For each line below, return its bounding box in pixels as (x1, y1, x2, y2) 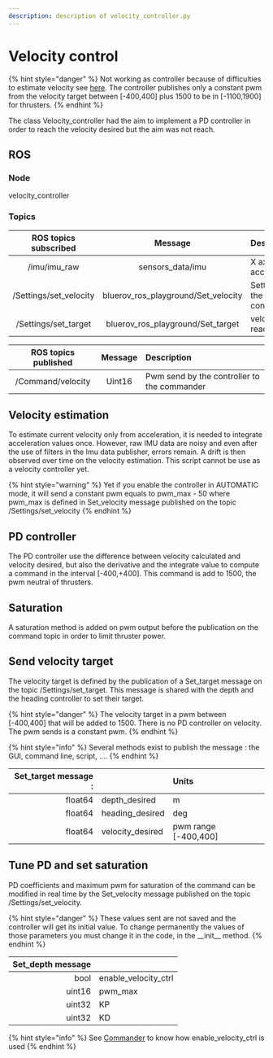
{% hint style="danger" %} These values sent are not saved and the (8, 913, 236, 923)
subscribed (31, 242, 76, 253)
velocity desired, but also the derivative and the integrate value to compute (8, 560, 260, 570)
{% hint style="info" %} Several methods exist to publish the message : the (8, 742, 260, 752)
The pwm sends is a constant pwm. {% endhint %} (8, 726, 179, 737)
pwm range (172, 820, 216, 832)
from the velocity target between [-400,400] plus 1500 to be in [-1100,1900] (8, 91, 262, 101)
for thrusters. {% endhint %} (8, 99, 104, 110)
